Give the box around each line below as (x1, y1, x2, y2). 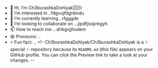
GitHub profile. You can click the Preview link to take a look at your (10, 52, 148, 57)
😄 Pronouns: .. (10, 33, 41, 39)
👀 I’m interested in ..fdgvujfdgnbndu (10, 10, 84, 16)
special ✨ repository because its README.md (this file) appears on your (10, 46, 153, 52)
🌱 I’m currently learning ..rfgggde (10, 15, 79, 21)
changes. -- (10, 57, 35, 63)
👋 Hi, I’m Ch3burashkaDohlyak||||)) (10, 5, 82, 10)
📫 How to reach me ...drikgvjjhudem (10, 26, 86, 32)
